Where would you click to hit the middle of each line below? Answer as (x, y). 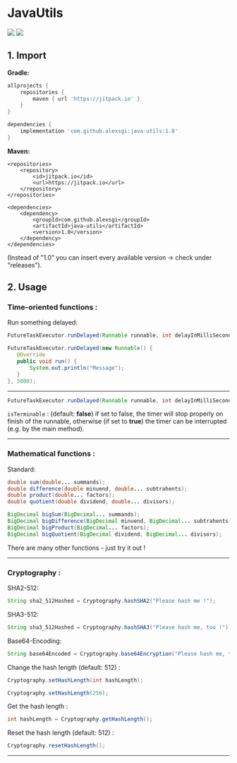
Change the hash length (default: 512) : (64, 667)
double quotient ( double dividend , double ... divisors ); (91, 502)
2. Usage (27, 287)
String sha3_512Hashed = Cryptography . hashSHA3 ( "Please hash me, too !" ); (120, 627)
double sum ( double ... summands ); (56, 482)
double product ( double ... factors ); (61, 495)
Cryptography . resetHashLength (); (56, 746)
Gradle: (18, 73)
